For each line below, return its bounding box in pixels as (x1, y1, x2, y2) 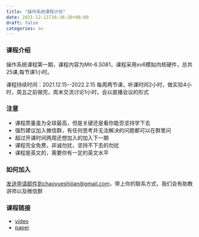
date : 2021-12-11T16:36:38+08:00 (6, 14, 89, 20)
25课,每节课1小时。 (6, 68, 53, 75)
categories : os (6, 25, 44, 32)
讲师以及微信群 (6, 188, 43, 195)
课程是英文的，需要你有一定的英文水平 (14, 149, 109, 156)
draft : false (6, 20, 39, 26)
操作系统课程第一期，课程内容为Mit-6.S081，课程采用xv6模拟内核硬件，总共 (6, 61, 193, 68)
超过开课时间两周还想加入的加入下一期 (14, 134, 109, 141)
